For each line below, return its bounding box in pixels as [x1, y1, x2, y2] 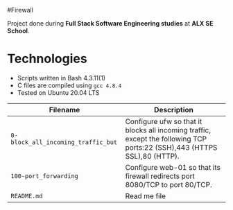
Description [153, 105, 194, 114]
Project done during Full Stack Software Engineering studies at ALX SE [7, 19, 214, 27]
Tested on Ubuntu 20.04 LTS [17, 88, 100, 96]
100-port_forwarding [10, 172, 78, 180]
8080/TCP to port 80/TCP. [125, 180, 213, 189]
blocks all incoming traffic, [125, 125, 212, 134]
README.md [10, 192, 43, 200]
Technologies [7, 51, 88, 67]
